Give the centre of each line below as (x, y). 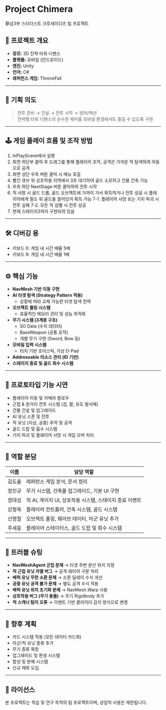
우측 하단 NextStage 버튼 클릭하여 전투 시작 (55, 187)
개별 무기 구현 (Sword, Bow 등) (50, 338)
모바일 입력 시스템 (29, 345)
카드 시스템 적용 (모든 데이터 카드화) (47, 637)
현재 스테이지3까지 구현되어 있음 (43, 211)
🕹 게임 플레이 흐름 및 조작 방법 (49, 140)
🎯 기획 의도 (21, 100)
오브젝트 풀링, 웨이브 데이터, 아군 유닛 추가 (73, 518)
